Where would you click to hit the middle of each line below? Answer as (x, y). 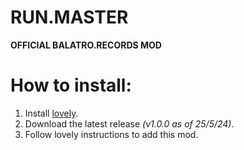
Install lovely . (51, 113)
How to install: (71, 85)
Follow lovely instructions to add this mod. (111, 134)
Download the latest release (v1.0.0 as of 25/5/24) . (129, 123)
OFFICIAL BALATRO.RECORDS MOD (86, 45)
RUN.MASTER (69, 17)
